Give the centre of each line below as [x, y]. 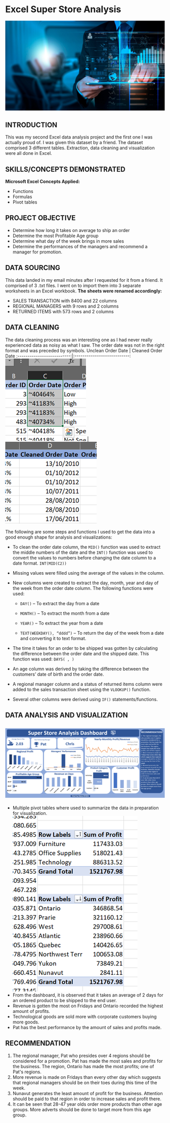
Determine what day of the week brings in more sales [68, 241]
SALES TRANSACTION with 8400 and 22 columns [65, 301]
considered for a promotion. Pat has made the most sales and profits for [88, 1061]
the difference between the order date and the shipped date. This [81, 653]
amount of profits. [31, 1011]
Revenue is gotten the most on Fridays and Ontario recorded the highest [88, 1006]
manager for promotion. [37, 252]
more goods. [26, 1022]
